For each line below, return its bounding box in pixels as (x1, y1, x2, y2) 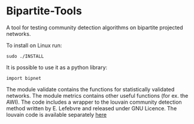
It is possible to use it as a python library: (6, 64, 108, 71)
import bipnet (6, 75, 42, 81)
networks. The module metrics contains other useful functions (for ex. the (6, 92, 189, 99)
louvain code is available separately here (6, 111, 107, 118)
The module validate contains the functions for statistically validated (6, 85, 175, 93)
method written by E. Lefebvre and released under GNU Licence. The (6, 104, 177, 111)
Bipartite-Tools (6, 4, 82, 18)
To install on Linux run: (6, 42, 62, 49)
